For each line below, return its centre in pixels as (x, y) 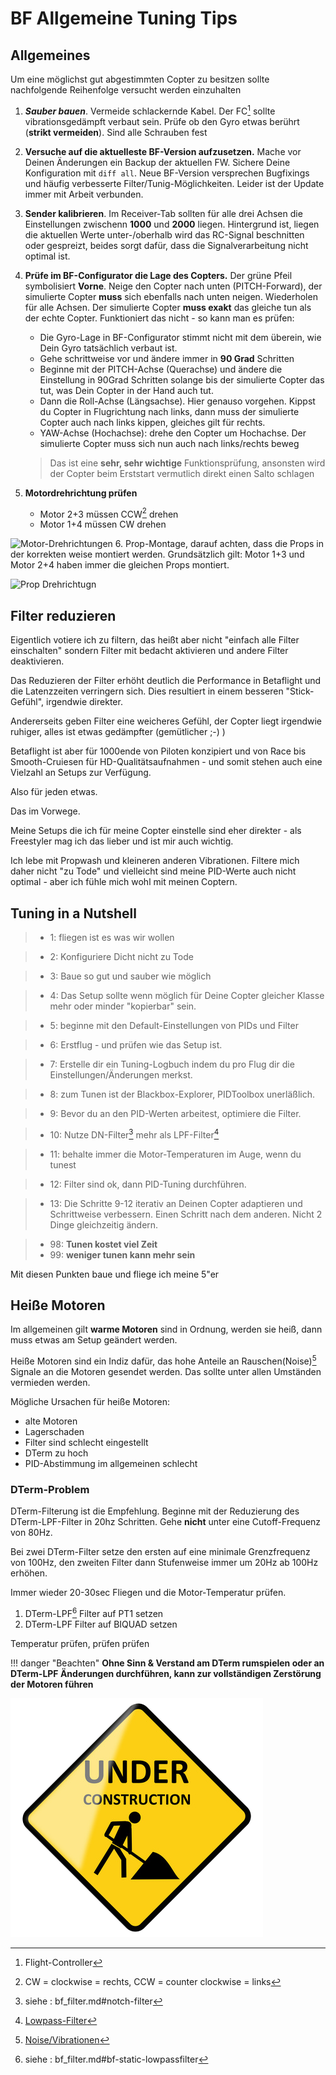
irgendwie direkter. (84, 702)
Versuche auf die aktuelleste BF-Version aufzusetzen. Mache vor (163, 151)
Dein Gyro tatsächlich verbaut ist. (108, 348)
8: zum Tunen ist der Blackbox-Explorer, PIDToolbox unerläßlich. (182, 1094)
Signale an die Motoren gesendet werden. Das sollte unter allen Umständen (166, 1372)
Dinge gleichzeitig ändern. (104, 1224)
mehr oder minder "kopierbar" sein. (123, 1006)
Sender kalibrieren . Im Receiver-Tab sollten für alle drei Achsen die (163, 213)
